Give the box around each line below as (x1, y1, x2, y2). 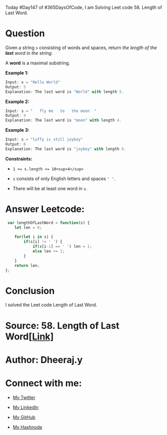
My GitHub (12, 414, 36, 420)
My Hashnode (12, 424, 42, 430)
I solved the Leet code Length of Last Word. (5, 302, 98, 308)
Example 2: (5, 98, 30, 104)
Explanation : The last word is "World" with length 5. (5, 89, 124, 94)
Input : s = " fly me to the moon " (5, 108, 97, 113)
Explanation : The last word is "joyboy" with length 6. (5, 146, 126, 151)
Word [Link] (5, 331, 54, 342)
